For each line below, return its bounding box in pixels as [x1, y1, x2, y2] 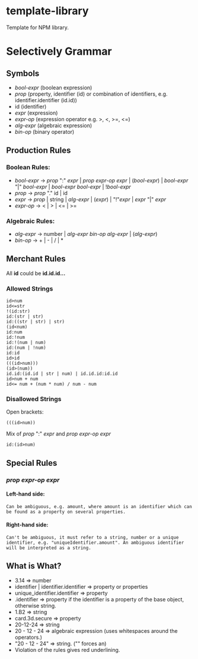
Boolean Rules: [6, 163, 50, 172]
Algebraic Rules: [6, 217, 55, 225]
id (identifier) [14, 103, 47, 110]
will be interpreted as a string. [6, 545, 92, 551]
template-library [6, 4, 89, 18]
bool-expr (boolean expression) [14, 84, 92, 91]
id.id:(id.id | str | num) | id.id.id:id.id [6, 371, 118, 377]
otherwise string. [14, 602, 56, 609]
